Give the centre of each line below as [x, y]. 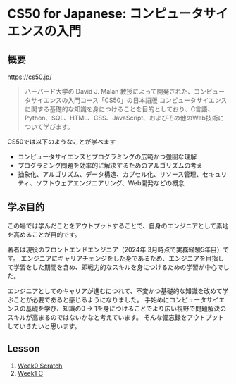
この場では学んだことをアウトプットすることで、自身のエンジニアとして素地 [118, 225]
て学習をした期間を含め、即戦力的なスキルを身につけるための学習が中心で [115, 267]
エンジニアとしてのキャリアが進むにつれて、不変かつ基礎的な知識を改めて [115, 291]
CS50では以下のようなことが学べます [62, 142]
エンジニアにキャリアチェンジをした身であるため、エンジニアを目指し [123, 258]
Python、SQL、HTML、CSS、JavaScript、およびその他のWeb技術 [121, 118]
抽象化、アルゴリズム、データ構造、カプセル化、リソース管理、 [110, 174]
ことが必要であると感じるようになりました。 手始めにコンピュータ [110, 299]
